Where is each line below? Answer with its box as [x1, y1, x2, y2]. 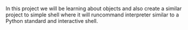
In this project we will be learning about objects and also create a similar [5, 5, 182, 12]
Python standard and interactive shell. [5, 18, 98, 24]
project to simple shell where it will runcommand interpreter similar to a [5, 11, 179, 18]
